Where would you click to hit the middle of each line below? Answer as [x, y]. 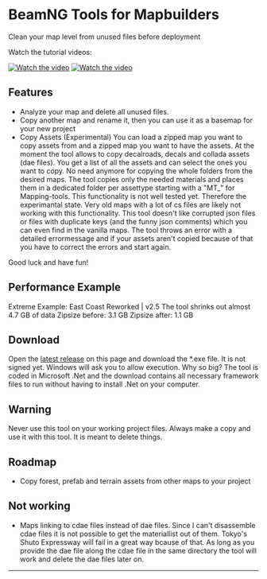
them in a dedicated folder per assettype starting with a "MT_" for [127, 188]
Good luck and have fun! [48, 262]
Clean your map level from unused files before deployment [104, 37]
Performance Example [65, 288]
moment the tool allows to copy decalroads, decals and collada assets [135, 153]
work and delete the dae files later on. [82, 559]
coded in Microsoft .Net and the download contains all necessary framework [133, 376]
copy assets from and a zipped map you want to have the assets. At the [137, 146]
